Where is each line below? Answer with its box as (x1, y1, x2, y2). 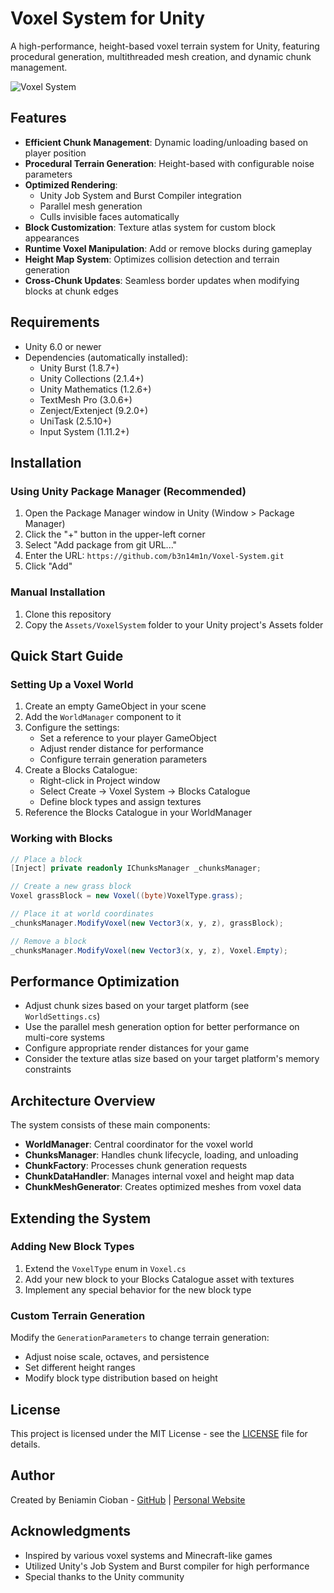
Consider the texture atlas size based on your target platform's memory (24, 1053, 320, 1065)
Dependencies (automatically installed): (24, 351, 188, 363)
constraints (24, 1063, 72, 1076)
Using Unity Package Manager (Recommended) (10, 484, 247, 498)
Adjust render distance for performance (39, 743, 204, 755)
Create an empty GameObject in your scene (24, 700, 207, 712)
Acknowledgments (10, 1523, 132, 1540)
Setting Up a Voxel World (10, 677, 134, 691)
